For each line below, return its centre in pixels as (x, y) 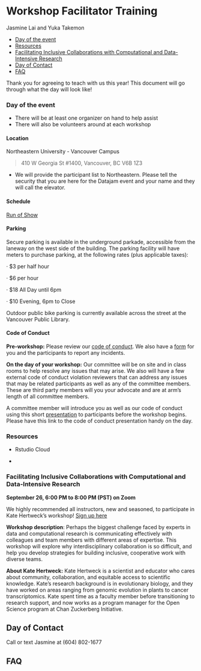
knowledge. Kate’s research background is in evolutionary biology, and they (100, 583)
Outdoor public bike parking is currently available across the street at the (96, 313)
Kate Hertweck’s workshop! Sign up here (57, 515)
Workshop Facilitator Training (82, 11)
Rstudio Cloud (32, 450)
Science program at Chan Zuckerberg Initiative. (65, 609)
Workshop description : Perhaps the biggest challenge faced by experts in (98, 527)
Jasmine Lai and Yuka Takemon (46, 28)
